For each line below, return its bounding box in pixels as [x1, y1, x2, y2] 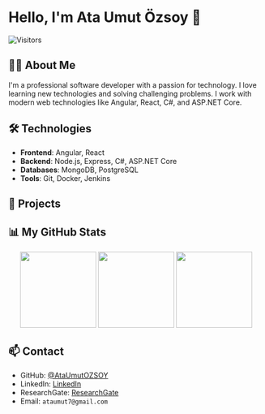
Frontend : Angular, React [19, 147, 105, 157]
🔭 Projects [8, 196, 62, 210]
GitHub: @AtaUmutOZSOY [19, 370, 109, 380]
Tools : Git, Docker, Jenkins [19, 173, 111, 183]
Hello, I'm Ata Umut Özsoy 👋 [8, 8, 202, 27]
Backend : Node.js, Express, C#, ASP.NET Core [19, 156, 177, 166]
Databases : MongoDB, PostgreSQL [19, 165, 139, 175]
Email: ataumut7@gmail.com [19, 396, 108, 406]
